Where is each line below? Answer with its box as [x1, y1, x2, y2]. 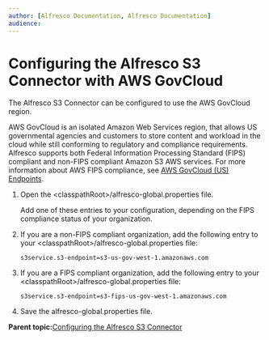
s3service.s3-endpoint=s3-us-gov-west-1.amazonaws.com [19, 254, 209, 262]
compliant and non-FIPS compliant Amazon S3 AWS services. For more [8, 157, 246, 167]
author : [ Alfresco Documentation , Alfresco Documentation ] [8, 11, 212, 20]
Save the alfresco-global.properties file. [19, 307, 153, 317]
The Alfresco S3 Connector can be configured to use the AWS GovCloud [8, 98, 250, 108]
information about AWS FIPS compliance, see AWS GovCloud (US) [8, 165, 229, 175]
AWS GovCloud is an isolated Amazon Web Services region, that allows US [8, 122, 258, 132]
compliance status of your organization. [19, 214, 153, 223]
